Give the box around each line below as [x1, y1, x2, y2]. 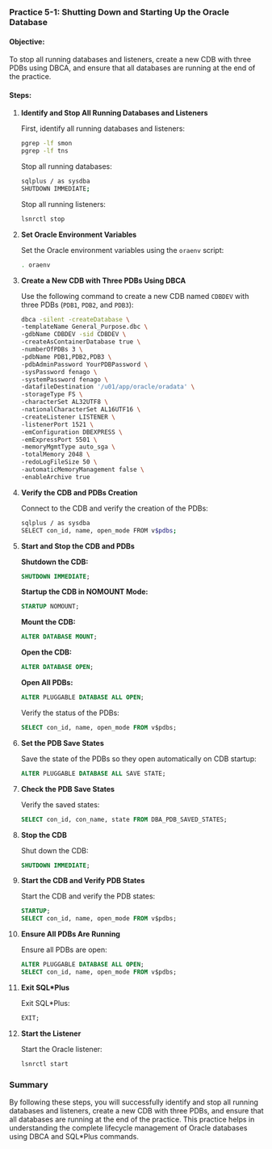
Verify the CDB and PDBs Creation [20, 487, 138, 497]
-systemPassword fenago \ [20, 375, 108, 384]
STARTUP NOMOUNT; [20, 603, 80, 611]
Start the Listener [20, 1029, 82, 1038]
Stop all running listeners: [20, 199, 106, 208]
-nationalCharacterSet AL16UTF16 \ [20, 406, 141, 414]
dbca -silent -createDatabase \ [20, 315, 130, 323]
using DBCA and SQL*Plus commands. [9, 1132, 140, 1141]
